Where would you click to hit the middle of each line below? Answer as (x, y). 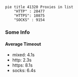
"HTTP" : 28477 (29, 11)
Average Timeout (23, 44)
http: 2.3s (22, 60)
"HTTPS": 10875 (29, 16)
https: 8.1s (22, 65)
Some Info (18, 32)
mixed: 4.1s (23, 55)
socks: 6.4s (24, 71)
